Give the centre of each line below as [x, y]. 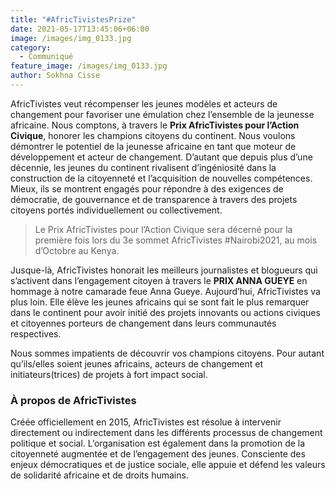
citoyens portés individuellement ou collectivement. [116, 210]
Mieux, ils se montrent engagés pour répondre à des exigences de [147, 188]
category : [31, 47]
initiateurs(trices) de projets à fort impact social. [109, 374]
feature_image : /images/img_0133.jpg [89, 66]
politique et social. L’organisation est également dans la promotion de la [158, 443]
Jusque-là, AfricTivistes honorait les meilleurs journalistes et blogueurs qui [164, 270]
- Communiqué [46, 57]
